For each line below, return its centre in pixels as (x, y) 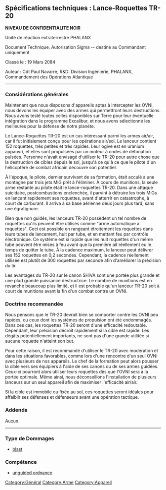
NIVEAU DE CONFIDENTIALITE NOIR (43, 28)
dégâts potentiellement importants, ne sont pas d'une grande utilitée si (77, 336)
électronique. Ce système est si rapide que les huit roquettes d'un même (79, 240)
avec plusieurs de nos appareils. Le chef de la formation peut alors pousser (82, 361)
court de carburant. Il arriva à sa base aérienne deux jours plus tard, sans (80, 203)
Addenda (17, 410)
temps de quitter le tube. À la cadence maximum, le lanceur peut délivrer (79, 250)
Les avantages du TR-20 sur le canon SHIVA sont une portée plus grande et (82, 275)
